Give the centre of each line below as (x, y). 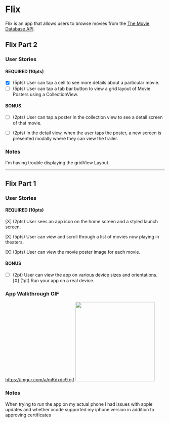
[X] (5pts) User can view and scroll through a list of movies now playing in (82, 236)
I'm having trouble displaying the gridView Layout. (57, 163)
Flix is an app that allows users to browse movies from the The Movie (77, 23)
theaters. (15, 242)
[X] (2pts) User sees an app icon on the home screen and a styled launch (82, 221)
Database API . (20, 28)
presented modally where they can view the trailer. (65, 138)
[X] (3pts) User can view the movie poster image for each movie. (73, 252)
